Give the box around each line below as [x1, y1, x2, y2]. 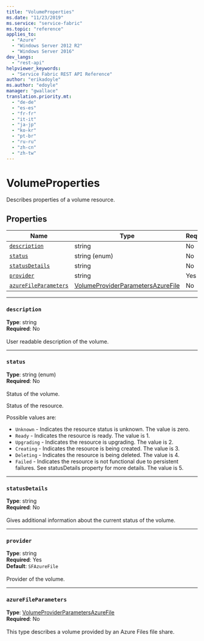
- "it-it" [12, 116, 36, 122]
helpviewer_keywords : [6, 65, 61, 72]
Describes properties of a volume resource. [6, 196, 115, 203]
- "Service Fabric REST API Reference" [12, 71, 113, 77]
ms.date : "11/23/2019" [6, 15, 64, 21]
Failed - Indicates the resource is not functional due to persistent [15, 458, 179, 465]
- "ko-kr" [12, 127, 36, 134]
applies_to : [6, 32, 36, 38]
